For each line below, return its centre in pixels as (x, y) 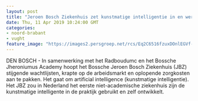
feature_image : (25, 44)
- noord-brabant (26, 33)
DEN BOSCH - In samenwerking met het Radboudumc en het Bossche (91, 60)
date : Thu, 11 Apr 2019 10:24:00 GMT (52, 22)
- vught (16, 39)
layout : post (22, 11)
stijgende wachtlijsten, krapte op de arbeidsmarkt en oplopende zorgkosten (98, 73)
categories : (21, 28)
